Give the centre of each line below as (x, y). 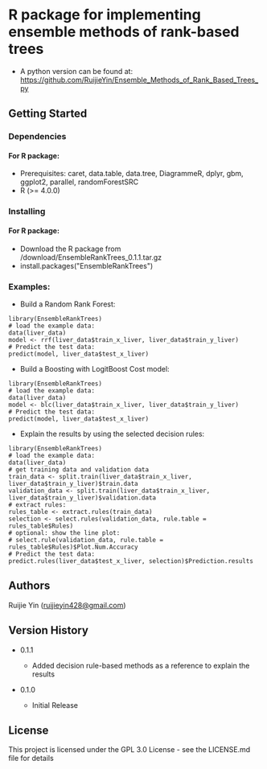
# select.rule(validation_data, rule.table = (86, 540)
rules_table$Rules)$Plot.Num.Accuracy (73, 547)
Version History (48, 630)
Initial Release (55, 705)
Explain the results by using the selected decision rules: (112, 434)
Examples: (29, 286)
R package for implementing (105, 15)
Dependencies (37, 137)
